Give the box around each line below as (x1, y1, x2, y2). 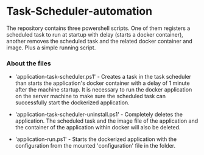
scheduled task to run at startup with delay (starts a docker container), (6, 31, 184, 38)
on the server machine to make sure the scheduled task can (15, 93, 166, 100)
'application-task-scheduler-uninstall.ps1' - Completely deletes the (15, 111, 183, 118)
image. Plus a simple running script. (6, 44, 96, 51)
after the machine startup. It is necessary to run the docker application (15, 86, 192, 93)
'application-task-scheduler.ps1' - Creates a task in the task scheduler (15, 73, 192, 81)
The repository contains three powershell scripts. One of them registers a (6, 24, 191, 32)
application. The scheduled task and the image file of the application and (15, 117, 199, 124)
